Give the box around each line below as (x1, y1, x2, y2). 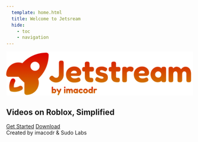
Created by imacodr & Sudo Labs (6, 129, 87, 136)
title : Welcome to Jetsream (11, 15, 81, 22)
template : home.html (11, 9, 62, 15)
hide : (11, 22, 25, 28)
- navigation (17, 34, 49, 41)
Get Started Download (6, 123, 60, 130)
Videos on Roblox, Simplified (6, 107, 115, 117)
